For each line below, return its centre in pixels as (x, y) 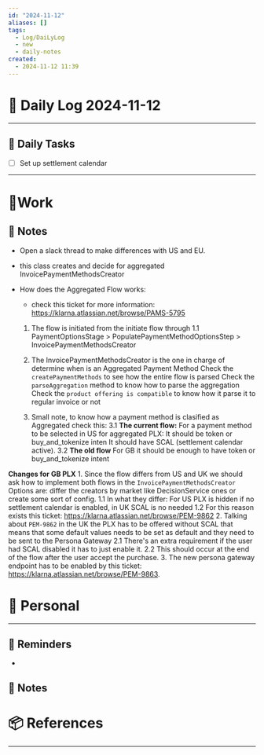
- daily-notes (38, 52)
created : (22, 60)
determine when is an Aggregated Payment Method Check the (132, 368)
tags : (17, 30)
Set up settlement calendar (63, 163)
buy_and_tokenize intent (70, 458)
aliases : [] (27, 23)
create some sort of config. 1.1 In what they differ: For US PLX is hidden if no (131, 499)
